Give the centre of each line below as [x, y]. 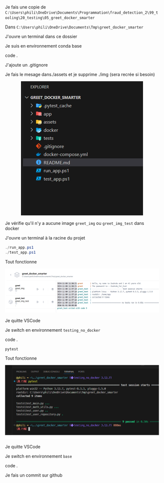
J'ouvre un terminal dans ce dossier [41, 36]
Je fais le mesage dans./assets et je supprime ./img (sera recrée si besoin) [80, 74]
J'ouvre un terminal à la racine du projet [45, 238]
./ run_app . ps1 [20, 247]
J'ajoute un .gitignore [26, 65]
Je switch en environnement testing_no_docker [53, 330]
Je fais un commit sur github [34, 475]
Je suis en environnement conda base [43, 46]
